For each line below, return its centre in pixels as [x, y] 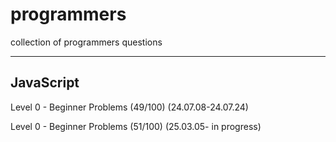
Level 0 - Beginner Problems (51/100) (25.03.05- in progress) [136, 126]
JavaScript [45, 83]
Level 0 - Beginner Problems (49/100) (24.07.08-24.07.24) [129, 107]
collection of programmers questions [86, 42]
